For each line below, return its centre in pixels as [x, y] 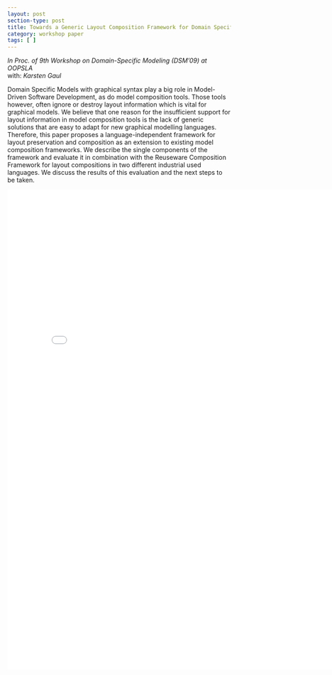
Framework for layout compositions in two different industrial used [104, 165]
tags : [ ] [22, 40]
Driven [17, 97]
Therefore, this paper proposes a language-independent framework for [111, 135]
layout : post [27, 14]
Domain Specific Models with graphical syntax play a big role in [100, 90]
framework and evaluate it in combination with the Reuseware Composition [117, 158]
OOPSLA [20, 68]
